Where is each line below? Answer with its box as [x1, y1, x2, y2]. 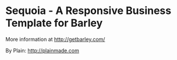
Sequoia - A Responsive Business [5, 4, 172, 17]
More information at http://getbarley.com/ [5, 36, 105, 43]
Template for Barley [5, 16, 103, 30]
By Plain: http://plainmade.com [5, 47, 79, 54]
